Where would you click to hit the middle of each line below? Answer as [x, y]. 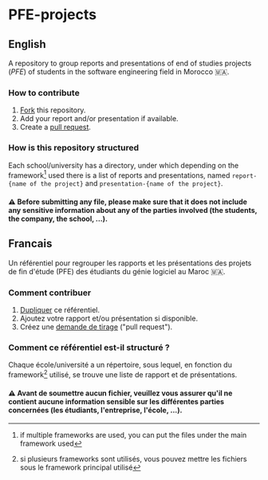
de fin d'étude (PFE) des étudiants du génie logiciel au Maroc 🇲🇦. [117, 271]
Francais [30, 244]
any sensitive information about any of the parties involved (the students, [133, 210]
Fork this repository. [53, 110]
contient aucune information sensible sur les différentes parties [116, 401]
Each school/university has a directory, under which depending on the [124, 165]
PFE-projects [53, 15]
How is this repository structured [74, 148]
